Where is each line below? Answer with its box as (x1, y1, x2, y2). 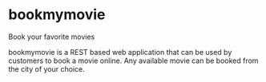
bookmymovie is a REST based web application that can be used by (8, 47, 232, 57)
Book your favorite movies (8, 32, 95, 41)
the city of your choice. (8, 64, 86, 73)
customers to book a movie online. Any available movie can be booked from (8, 56, 259, 65)
